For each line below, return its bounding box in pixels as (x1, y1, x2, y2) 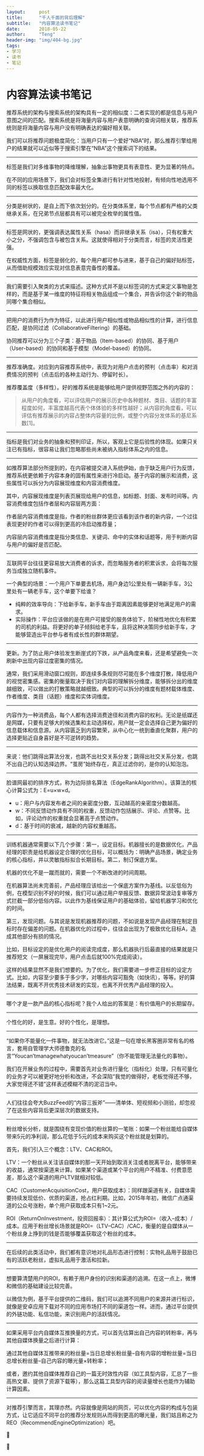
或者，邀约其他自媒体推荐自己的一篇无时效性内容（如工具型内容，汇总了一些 (6, 1370, 198, 1378)
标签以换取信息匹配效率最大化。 (16, 183, 97, 191)
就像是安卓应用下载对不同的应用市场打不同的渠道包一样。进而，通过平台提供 (6, 1303, 198, 1310)
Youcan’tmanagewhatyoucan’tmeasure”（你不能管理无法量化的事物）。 (14, 1052, 191, 1060)
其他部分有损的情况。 (11, 933, 65, 940)
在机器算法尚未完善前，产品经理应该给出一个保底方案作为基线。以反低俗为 (6, 882, 192, 889)
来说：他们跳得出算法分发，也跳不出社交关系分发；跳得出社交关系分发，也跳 (6, 753, 198, 760)
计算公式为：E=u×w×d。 (11, 787, 74, 794)
